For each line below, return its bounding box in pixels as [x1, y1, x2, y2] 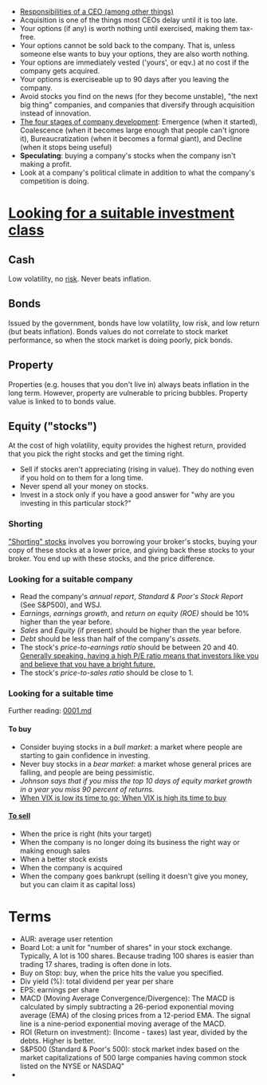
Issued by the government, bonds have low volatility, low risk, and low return [8, 318, 260, 328]
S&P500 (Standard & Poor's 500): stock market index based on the [19, 1044, 240, 1054]
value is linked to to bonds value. [8, 397, 116, 406]
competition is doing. [19, 176, 89, 186]
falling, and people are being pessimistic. [19, 767, 155, 777]
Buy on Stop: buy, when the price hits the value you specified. [19, 968, 224, 977]
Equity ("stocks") [8, 420, 97, 433]
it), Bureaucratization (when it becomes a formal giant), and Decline [19, 134, 242, 143]
